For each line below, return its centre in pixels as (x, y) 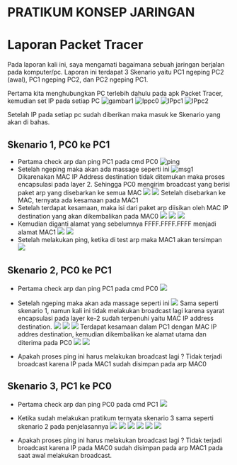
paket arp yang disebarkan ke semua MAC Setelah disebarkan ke (122, 192)
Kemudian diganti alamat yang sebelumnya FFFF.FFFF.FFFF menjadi (117, 224)
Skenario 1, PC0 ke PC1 (59, 144)
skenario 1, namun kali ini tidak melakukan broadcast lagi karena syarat (121, 310)
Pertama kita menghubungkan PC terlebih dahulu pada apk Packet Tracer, (115, 94)
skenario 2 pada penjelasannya (63, 426)
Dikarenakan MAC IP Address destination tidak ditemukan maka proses (121, 176)
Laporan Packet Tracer (75, 45)
